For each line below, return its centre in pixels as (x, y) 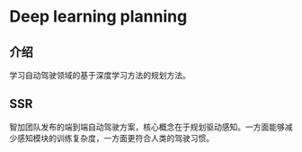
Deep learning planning (98, 17)
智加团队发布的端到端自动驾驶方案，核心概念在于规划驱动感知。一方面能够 (147, 127)
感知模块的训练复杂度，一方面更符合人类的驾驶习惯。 (115, 138)
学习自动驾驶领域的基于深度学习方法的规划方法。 (100, 75)
